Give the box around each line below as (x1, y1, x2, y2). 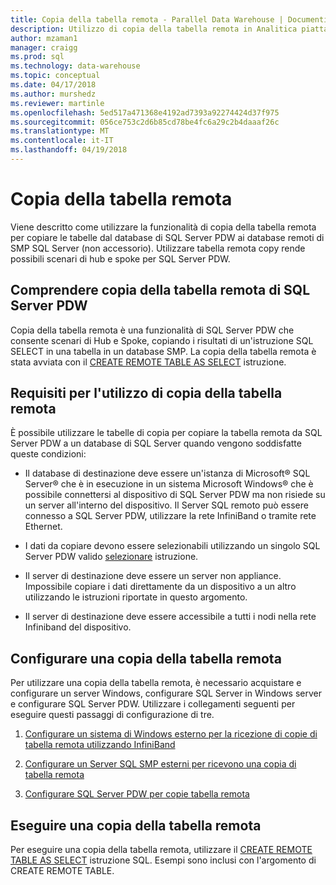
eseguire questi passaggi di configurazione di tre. (10, 709, 215, 721)
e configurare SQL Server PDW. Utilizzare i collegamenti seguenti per (10, 698, 296, 710)
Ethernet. (24, 521, 63, 533)
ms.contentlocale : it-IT (10, 136, 114, 146)
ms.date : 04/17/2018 (10, 80, 97, 90)
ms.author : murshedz (10, 89, 97, 99)
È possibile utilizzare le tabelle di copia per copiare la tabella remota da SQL (10, 427, 323, 439)
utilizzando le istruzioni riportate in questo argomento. (24, 591, 248, 603)
